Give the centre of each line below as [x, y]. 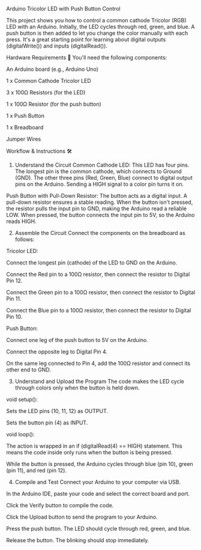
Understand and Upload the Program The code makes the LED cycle [100, 381]
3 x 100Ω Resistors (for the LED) [46, 92]
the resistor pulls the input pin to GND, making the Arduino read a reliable [97, 209]
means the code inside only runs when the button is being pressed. [89, 452]
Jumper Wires [24, 139]
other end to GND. [28, 370]
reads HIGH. [22, 221]
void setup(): [22, 399]
